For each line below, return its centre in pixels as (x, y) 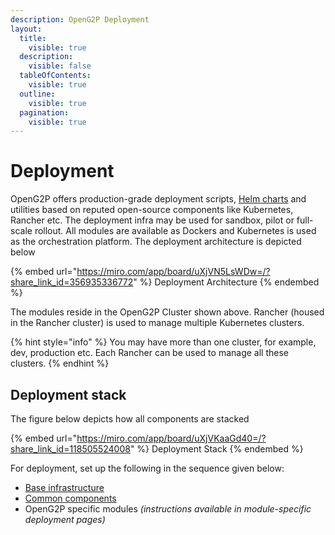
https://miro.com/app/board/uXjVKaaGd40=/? (171, 438)
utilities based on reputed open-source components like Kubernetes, (152, 210)
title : (33, 38)
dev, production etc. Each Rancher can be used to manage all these (149, 353)
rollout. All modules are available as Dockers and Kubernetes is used (175, 231)
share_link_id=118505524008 (70, 449)
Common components (70, 498)
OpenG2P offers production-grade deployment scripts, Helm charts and (158, 199)
